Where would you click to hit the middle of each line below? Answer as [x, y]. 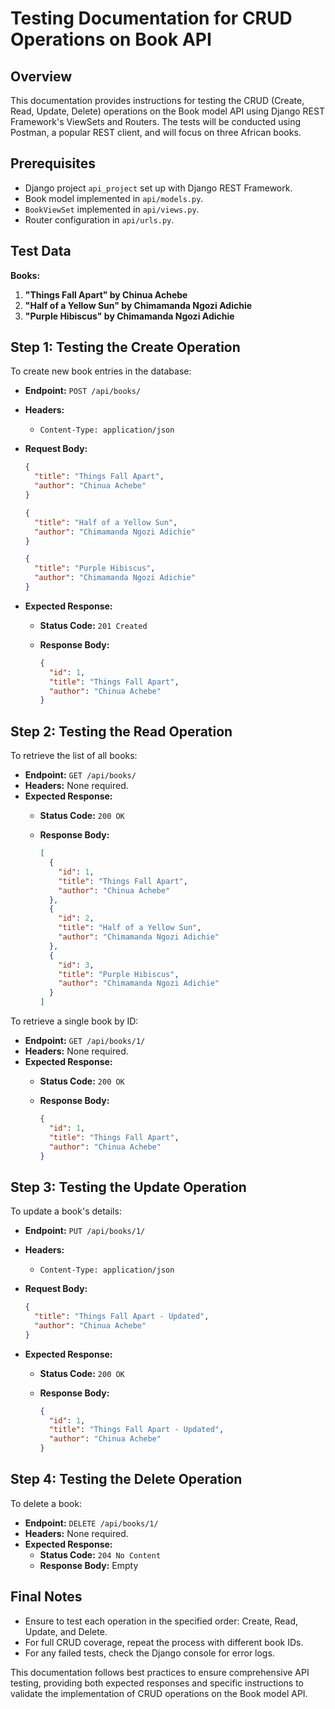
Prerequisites [53, 163]
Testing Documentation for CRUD [151, 18]
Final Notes [46, 1597]
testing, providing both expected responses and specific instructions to [157, 1683]
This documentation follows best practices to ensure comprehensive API [160, 1672]
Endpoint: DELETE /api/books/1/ [91, 1523]
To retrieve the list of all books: [74, 756]
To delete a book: [46, 1503]
